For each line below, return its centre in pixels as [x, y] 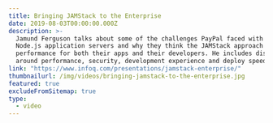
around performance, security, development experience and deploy [130, 61]
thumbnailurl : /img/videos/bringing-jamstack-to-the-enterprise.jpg [127, 76]
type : [17, 99]
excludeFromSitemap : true [52, 91]
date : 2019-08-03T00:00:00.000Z [63, 23]
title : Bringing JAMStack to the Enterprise [85, 16]
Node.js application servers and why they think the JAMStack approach [140, 46]
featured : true [34, 83]
